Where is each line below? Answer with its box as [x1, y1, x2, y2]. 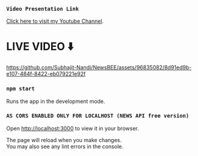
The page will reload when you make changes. [6, 136, 122, 143]
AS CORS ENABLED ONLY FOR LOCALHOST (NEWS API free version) [6, 113, 190, 119]
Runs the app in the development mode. [6, 98, 105, 105]
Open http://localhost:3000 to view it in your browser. [6, 125, 140, 132]
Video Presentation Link [6, 5, 79, 12]
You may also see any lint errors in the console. [6, 143, 123, 150]
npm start [6, 86, 35, 92]
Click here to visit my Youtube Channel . [6, 17, 104, 25]
